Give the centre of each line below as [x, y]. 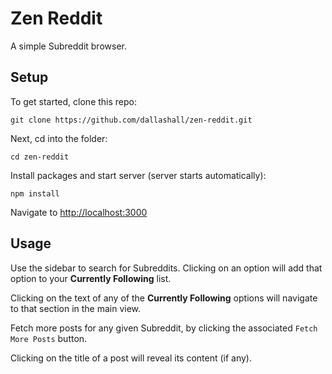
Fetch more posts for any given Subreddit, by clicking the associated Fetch [164, 328]
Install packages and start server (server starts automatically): [138, 175]
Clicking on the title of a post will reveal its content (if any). [131, 358]
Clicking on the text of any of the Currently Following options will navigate [164, 298]
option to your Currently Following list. [91, 278]
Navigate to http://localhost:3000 [79, 212]
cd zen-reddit [40, 157]
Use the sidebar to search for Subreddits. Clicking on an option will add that [166, 268]
